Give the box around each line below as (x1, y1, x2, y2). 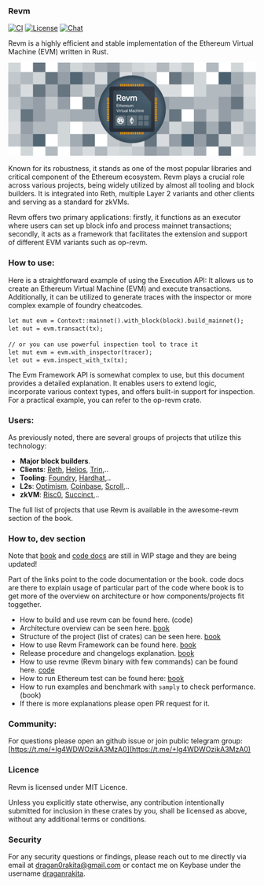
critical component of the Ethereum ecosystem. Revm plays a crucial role (8, 172, 245, 182)
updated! (8, 560, 38, 569)
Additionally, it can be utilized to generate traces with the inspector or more (8, 292, 252, 301)
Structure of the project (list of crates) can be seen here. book (19, 632, 222, 642)
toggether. (8, 600, 42, 609)
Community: (8, 719, 57, 730)
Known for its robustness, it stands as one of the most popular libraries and (8, 164, 252, 173)
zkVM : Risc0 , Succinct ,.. (19, 490, 100, 499)
